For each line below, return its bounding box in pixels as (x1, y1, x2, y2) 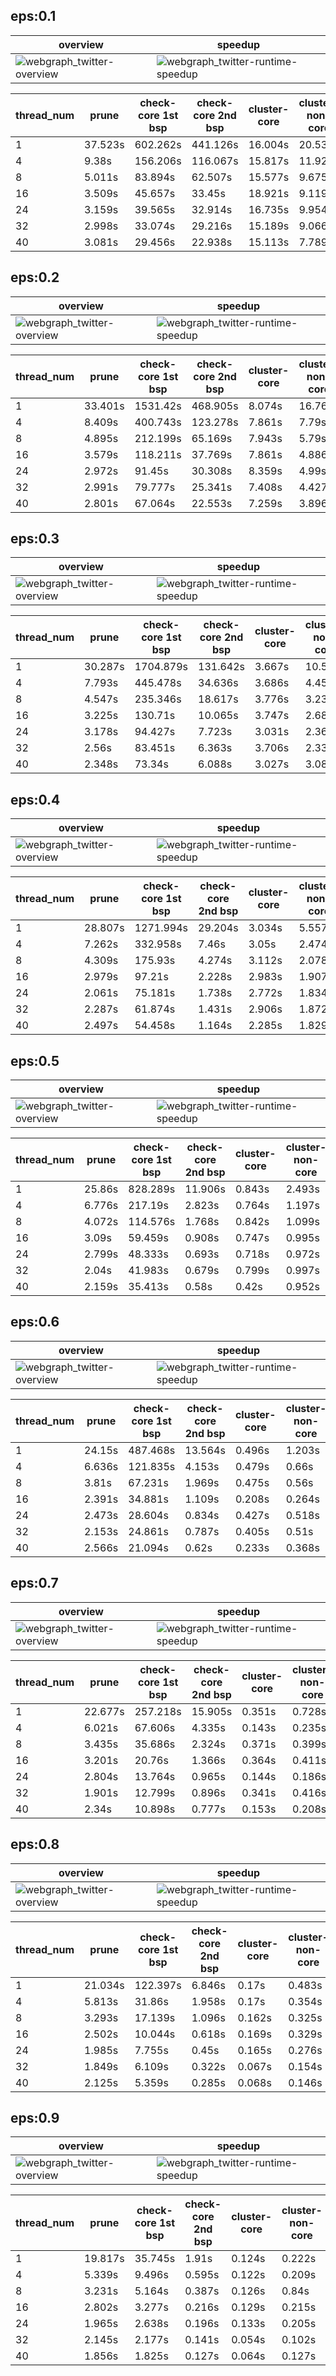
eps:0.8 (10, 1836, 60, 1853)
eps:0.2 (10, 269, 60, 286)
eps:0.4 (10, 791, 61, 808)
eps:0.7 (10, 1575, 59, 1592)
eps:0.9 (10, 2109, 60, 2126)
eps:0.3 (10, 530, 60, 548)
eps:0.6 (10, 1314, 60, 1331)
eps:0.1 (10, 8, 57, 25)
